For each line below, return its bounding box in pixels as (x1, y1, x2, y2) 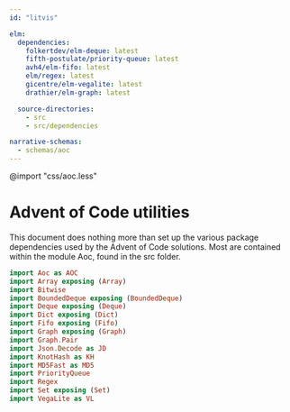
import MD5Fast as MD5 (9, 361, 95, 370)
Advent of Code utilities (9, 202, 190, 223)
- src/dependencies (25, 121, 99, 131)
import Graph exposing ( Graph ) (9, 327, 127, 336)
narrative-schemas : (9, 137, 83, 147)
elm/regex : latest (25, 71, 95, 81)
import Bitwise (9, 285, 67, 294)
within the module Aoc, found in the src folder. (9, 251, 182, 261)
